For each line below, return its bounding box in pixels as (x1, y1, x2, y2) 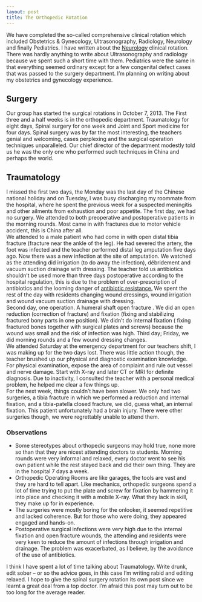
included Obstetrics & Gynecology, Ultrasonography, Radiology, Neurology (6, 38, 192, 45)
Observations (6, 428, 47, 437)
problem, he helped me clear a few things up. (6, 381, 120, 388)
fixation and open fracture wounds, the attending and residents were (15, 532, 186, 539)
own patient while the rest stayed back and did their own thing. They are (15, 461, 195, 469)
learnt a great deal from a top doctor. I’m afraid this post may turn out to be (6, 582, 193, 590)
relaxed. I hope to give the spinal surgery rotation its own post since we (6, 576, 184, 583)
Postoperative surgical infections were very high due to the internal (15, 526, 183, 533)
